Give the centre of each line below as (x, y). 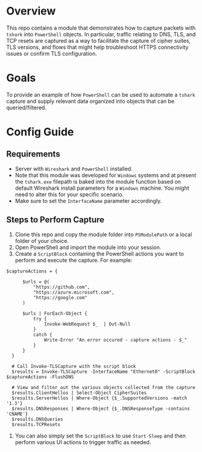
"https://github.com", (62, 287)
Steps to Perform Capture (55, 220)
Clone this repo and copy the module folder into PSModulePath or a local (103, 234)
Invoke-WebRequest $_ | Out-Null (87, 324)
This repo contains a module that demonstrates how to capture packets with (101, 28)
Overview (31, 11)
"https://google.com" (60, 297)
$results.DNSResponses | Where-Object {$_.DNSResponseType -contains (101, 408)
